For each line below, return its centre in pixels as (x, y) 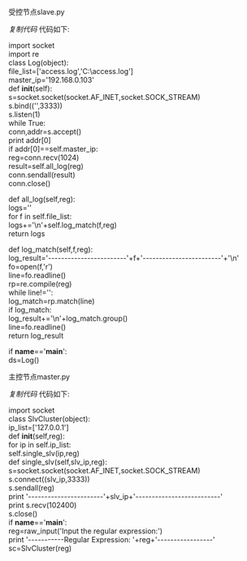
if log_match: (30, 310)
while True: (27, 123)
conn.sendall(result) (42, 175)
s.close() (23, 514)
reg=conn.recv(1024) (44, 158)
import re (24, 54)
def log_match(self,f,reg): (51, 249)
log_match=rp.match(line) (52, 301)
